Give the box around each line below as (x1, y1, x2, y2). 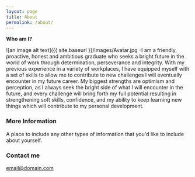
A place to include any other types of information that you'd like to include (6, 130, 184, 137)
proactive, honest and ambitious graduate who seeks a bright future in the (6, 53, 184, 60)
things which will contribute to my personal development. (6, 103, 144, 110)
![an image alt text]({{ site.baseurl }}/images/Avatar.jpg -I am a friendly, (6, 47, 177, 54)
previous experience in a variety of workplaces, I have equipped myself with (6, 65, 190, 72)
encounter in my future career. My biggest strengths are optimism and (6, 78, 175, 85)
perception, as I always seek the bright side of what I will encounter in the (6, 84, 183, 91)
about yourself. (6, 137, 43, 144)
